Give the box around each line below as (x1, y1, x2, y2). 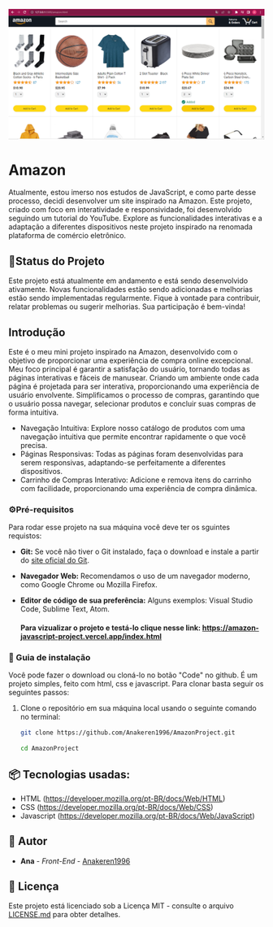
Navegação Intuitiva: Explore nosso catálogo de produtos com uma (19, 423, 245, 433)
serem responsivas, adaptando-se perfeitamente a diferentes (19, 457, 226, 468)
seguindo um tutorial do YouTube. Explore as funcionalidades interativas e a (8, 213, 262, 224)
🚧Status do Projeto (8, 254, 106, 268)
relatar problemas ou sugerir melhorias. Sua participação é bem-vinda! (8, 302, 246, 311)
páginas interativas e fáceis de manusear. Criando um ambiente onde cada (8, 372, 259, 382)
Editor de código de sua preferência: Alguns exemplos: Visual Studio (19, 595, 253, 606)
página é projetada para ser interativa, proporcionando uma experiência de (8, 381, 260, 391)
